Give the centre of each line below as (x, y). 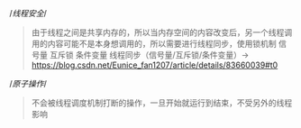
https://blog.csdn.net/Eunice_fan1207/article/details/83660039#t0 (155, 65)
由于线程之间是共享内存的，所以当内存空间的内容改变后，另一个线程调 (162, 32)
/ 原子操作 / (28, 83)
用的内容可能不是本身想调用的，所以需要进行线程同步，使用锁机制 (154, 44)
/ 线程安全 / (28, 13)
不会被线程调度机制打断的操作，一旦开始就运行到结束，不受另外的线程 (162, 103)
